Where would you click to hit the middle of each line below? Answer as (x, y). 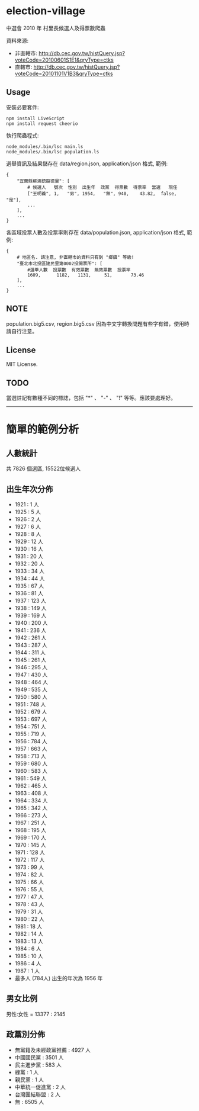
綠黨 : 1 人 (27, 1072)
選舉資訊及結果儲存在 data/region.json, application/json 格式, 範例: (87, 163)
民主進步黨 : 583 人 (38, 1065)
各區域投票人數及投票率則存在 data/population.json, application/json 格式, (96, 232)
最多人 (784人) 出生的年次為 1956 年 (59, 978)
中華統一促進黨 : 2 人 (40, 1087)
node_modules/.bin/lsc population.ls (53, 152)
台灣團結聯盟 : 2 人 (38, 1094)
